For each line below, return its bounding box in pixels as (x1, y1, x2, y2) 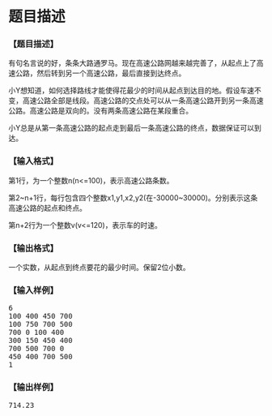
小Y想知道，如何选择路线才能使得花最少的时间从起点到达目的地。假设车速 (8, 86, 255, 96)
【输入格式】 (8, 156, 59, 167)
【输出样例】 (8, 382, 59, 393)
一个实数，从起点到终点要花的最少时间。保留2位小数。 (8, 263, 190, 272)
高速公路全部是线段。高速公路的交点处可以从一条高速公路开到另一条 (22, 96, 249, 105)
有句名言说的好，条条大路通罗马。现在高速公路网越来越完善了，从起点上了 (8, 58, 257, 68)
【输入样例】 (8, 285, 59, 296)
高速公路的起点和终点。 (8, 203, 87, 212)
